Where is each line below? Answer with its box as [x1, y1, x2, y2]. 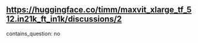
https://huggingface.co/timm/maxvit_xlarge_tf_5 [6, 5, 192, 15]
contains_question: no [6, 30, 61, 37]
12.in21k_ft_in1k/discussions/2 [6, 14, 122, 24]
